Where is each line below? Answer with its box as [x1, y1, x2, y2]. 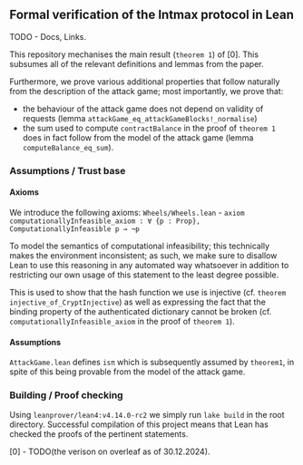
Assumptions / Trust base [9, 164, 126, 177]
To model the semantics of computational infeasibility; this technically [9, 240, 270, 251]
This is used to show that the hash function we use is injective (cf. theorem [9, 286, 287, 297]
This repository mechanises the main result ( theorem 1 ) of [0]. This [9, 49, 259, 60]
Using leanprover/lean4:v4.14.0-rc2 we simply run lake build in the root [9, 410, 285, 421]
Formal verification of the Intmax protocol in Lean [9, 7, 295, 23]
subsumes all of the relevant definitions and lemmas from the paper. [9, 58, 264, 69]
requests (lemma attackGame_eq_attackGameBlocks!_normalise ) [22, 112, 258, 123]
